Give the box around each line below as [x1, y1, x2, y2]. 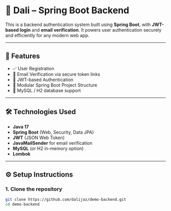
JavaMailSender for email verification [12, 140, 93, 146]
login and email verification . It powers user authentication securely [19, 27, 162, 33]
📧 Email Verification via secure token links [12, 71, 100, 77]
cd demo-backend [5, 202, 40, 207]
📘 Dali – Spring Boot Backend [5, 5, 130, 16]
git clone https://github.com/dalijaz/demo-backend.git [5, 197, 126, 202]
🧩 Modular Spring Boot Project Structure [12, 82, 98, 88]
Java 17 [12, 123, 29, 129]
